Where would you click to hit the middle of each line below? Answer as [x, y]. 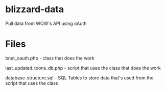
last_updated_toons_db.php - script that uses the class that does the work [83, 68]
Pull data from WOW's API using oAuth [46, 23]
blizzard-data [35, 9]
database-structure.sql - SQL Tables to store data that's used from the [79, 78]
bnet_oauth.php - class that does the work [50, 58]
